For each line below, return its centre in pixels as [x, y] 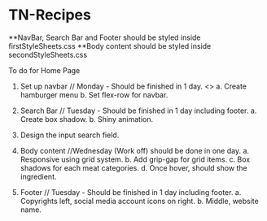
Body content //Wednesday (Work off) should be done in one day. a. [135, 150]
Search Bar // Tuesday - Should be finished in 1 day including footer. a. [138, 110]
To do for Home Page [44, 70]
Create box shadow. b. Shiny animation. [87, 119]
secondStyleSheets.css [48, 54]
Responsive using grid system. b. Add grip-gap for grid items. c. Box [135, 159]
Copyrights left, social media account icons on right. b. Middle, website [139, 201]
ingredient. [38, 176]
